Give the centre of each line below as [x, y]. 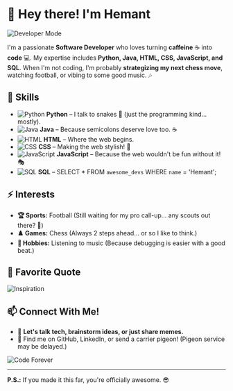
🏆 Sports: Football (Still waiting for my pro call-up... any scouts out [114, 215]
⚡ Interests [31, 195]
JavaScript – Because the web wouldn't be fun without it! [139, 154]
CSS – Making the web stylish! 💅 [84, 147]
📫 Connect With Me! [53, 311]
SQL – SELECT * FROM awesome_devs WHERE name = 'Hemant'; [127, 172]
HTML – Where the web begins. [89, 139]
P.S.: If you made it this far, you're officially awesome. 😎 [88, 380]
